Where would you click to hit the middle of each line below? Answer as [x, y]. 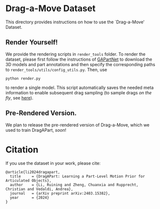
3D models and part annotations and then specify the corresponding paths [80, 64]
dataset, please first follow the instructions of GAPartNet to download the [79, 59]
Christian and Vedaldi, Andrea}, [39, 189]
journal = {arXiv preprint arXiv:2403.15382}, [60, 193]
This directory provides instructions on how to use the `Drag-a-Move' [75, 22]
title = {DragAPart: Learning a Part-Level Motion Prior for [78, 176]
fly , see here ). [19, 98]
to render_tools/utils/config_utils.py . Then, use [56, 70]
